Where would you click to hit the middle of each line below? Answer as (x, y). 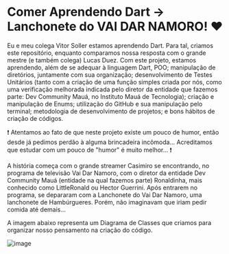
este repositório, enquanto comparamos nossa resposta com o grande (107, 53)
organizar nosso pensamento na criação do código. (80, 230)
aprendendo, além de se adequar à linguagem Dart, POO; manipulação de (111, 67)
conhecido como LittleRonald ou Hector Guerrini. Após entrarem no (102, 187)
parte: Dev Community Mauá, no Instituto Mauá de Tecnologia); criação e (111, 96)
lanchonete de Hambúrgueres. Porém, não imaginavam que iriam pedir (107, 202)
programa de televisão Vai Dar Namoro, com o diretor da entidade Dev (106, 173)
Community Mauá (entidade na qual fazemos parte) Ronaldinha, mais (105, 180)
